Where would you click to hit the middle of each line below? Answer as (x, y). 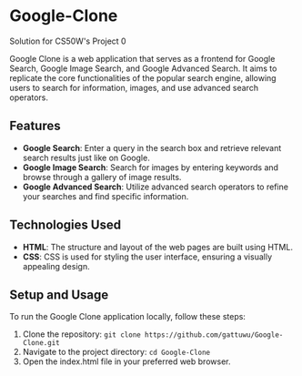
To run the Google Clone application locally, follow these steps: (127, 317)
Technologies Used (65, 225)
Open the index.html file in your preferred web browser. (126, 361)
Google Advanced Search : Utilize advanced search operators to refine (156, 187)
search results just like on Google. (86, 158)
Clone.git (41, 343)
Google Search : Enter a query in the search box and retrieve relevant (152, 147)
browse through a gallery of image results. (102, 177)
